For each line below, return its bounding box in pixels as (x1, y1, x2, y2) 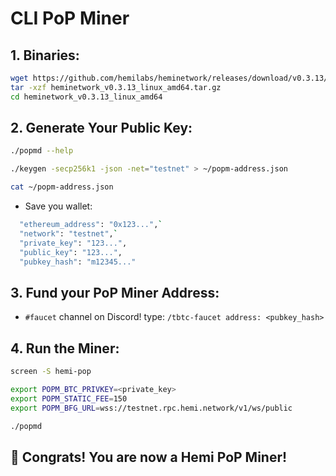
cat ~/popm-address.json (10, 182, 114, 192)
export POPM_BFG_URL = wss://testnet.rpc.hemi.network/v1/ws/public (10, 403, 293, 413)
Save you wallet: (24, 200, 93, 212)
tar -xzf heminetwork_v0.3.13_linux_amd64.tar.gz (10, 82, 222, 92)
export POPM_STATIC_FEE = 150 (10, 393, 128, 404)
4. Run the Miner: (10, 340, 120, 357)
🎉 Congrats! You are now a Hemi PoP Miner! (10, 448, 288, 466)
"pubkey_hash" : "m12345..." (19, 257, 137, 267)
